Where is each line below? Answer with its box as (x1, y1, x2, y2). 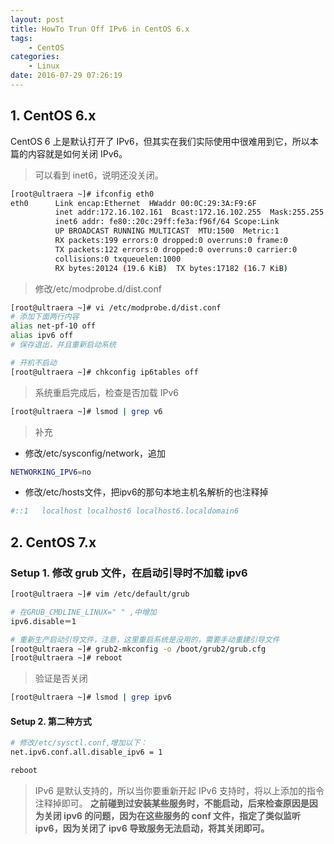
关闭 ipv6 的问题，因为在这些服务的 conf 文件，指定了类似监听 (43, 809, 302, 821)
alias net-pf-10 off (10, 321, 97, 331)
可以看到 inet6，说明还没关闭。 (34, 169, 164, 181)
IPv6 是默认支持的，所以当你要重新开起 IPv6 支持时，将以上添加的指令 (34, 784, 325, 796)
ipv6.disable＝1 (10, 616, 77, 626)
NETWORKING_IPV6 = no (10, 467, 92, 477)
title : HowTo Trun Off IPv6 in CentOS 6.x (10, 24, 190, 34)
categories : (10, 52, 60, 62)
